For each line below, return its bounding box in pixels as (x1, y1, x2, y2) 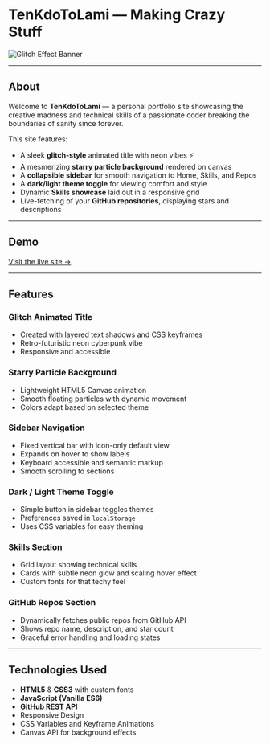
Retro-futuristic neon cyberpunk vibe (19, 338, 143, 348)
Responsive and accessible (19, 347, 111, 357)
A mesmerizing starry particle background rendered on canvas (19, 162, 232, 171)
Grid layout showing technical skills (19, 560, 137, 570)
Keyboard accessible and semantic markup (19, 457, 163, 467)
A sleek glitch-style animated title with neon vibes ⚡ (19, 150, 194, 160)
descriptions (19, 204, 62, 214)
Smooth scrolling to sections (19, 466, 115, 476)
